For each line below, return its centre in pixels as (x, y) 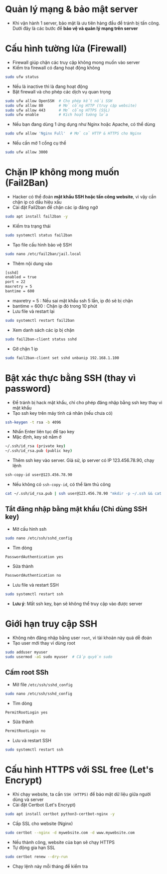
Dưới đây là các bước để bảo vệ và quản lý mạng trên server (75, 28)
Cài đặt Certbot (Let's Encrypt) (44, 805)
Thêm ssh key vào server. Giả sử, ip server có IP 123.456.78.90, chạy (83, 460)
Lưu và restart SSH (32, 741)
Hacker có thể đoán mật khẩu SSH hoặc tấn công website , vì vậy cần (84, 196)
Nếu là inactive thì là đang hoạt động (50, 86)
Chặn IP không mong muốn (62, 172)
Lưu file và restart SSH (35, 585)
